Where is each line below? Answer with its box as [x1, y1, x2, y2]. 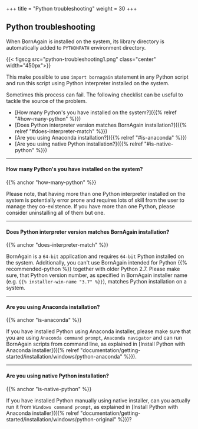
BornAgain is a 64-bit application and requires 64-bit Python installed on [6, 253, 184, 260]
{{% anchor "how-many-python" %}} [6, 179, 97, 186]
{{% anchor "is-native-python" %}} [6, 385, 92, 392]
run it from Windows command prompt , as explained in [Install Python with [6, 403, 179, 410]
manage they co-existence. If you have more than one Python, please [6, 203, 175, 210]
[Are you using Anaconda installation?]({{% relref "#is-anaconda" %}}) [14, 134, 187, 141]
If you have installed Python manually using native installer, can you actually [6, 396, 190, 404]
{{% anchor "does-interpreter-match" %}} [6, 241, 109, 249]
